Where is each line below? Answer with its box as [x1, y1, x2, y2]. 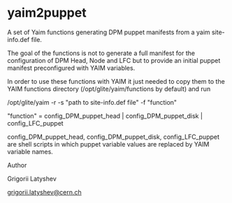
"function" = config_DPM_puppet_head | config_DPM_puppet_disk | [7, 112, 203, 120]
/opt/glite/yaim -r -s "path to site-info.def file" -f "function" [7, 98, 177, 106]
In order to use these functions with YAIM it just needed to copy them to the [7, 77, 225, 85]
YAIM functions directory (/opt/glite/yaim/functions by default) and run [7, 84, 211, 93]
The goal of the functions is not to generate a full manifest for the [7, 49, 196, 57]
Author [7, 160, 27, 169]
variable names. [7, 147, 54, 156]
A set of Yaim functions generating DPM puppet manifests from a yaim [7, 28, 211, 36]
